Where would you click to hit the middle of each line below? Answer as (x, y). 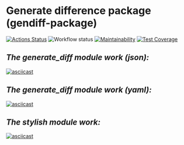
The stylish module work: (53, 122)
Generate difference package (79, 11)
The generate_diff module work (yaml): (79, 90)
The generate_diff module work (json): (78, 57)
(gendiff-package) (52, 23)
